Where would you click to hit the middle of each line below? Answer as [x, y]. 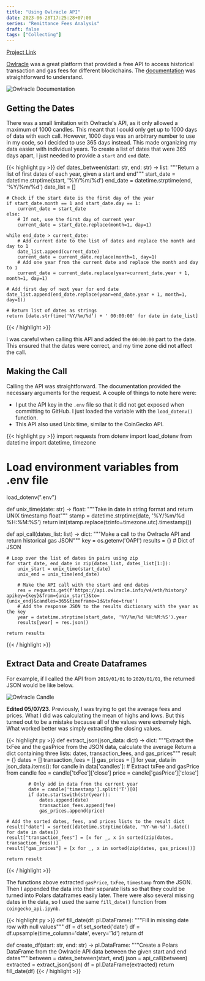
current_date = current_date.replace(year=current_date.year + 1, [104, 273]
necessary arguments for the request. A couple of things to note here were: [102, 393]
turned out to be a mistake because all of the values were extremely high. [99, 722]
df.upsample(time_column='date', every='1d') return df [75, 933]
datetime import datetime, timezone [51, 442]
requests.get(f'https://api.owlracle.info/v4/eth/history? [110, 590]
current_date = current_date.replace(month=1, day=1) [87, 257]
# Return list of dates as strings [52, 310]
